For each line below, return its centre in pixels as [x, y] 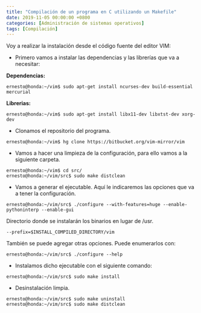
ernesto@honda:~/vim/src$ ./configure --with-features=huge [84, 205]
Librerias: [19, 103]
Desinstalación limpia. [42, 288]
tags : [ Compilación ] [32, 29]
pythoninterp [23, 210]
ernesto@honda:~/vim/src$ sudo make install [63, 277]
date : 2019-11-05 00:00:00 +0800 [48, 18]
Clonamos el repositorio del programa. [63, 131]
